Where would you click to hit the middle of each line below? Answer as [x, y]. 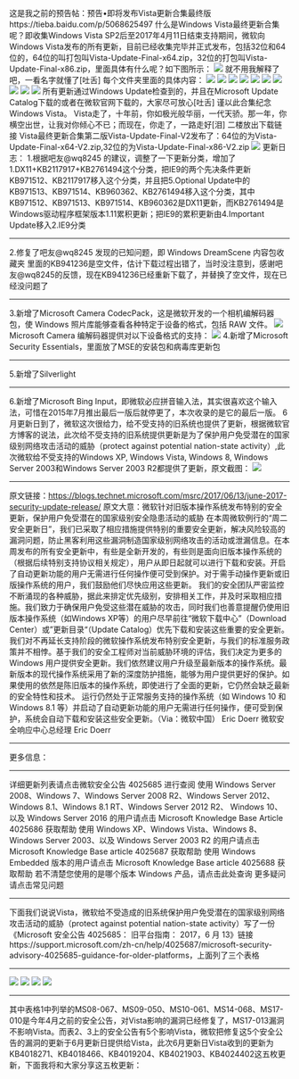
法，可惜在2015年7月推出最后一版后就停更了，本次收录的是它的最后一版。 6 [148, 412]
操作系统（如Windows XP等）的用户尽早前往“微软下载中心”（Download [156, 618]
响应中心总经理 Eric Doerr [64, 730]
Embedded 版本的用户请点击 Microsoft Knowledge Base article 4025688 [142, 863]
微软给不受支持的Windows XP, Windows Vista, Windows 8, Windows [142, 457]
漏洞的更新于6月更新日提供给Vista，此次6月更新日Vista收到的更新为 [149, 1043]
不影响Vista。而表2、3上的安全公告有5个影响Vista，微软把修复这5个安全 [142, 1032]
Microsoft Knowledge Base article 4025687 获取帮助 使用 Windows [133, 851]
